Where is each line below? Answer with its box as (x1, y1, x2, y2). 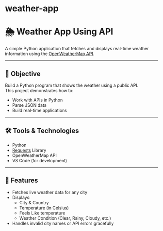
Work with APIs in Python (12, 97, 63, 103)
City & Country (19, 199, 49, 205)
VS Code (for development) (12, 157, 67, 163)
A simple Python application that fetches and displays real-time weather (5, 46, 149, 52)
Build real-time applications (12, 107, 67, 113)
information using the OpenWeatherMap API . (5, 51, 95, 57)
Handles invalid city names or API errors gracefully (12, 220, 114, 226)
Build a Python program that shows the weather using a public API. (5, 82, 139, 88)
